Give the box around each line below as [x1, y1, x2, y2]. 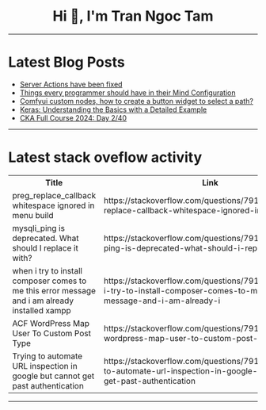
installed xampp [12, 305, 71, 316]
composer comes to [12, 275, 87, 286]
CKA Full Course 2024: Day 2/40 [19, 113, 127, 122]
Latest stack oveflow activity [8, 148, 203, 167]
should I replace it [12, 242, 79, 253]
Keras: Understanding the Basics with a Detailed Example [19, 105, 207, 114]
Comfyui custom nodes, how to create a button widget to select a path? [19, 96, 253, 105]
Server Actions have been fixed [19, 79, 123, 89]
